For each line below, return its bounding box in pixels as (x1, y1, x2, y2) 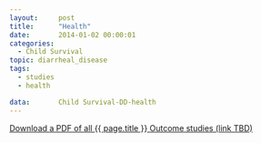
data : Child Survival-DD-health (9, 97, 156, 107)
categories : (9, 38, 55, 48)
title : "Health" (9, 22, 92, 31)
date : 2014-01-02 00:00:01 (9, 30, 136, 39)
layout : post (9, 13, 75, 23)
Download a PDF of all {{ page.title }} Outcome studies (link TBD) (9, 122, 253, 133)
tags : (9, 65, 30, 74)
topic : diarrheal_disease (9, 56, 107, 65)
